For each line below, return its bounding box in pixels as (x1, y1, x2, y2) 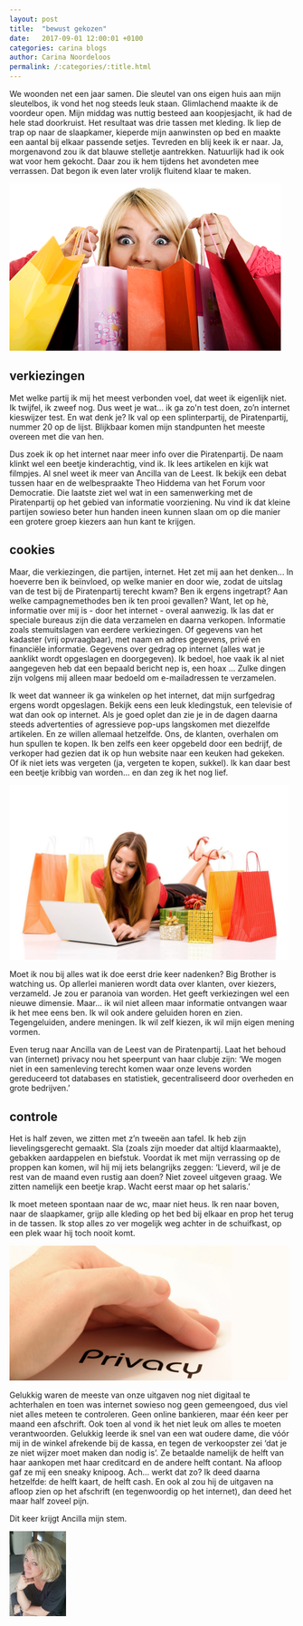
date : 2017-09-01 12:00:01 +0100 (9, 34, 144, 43)
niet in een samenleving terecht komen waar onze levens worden (9, 1063, 251, 1074)
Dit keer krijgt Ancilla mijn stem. (9, 1513, 128, 1524)
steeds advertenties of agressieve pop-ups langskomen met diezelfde (9, 719, 270, 730)
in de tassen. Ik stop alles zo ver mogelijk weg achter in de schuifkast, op (9, 1218, 282, 1229)
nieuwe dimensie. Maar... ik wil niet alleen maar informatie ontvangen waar (9, 998, 288, 1009)
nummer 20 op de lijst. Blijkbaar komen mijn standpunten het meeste (9, 421, 265, 432)
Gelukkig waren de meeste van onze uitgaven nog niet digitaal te (9, 1389, 251, 1400)
